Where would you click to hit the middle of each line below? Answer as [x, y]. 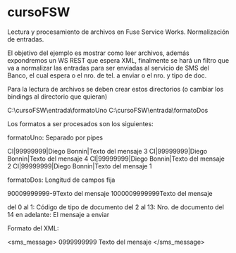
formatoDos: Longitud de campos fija [61, 180]
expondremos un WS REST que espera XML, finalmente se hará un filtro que [118, 60]
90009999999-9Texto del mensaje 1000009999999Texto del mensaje [110, 193]
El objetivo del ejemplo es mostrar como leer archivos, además [98, 53]
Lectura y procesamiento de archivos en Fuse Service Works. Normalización [118, 32]
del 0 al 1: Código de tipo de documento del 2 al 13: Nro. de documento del [116, 207]
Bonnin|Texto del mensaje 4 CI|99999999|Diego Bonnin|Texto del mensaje [116, 159]
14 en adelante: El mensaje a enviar [58, 214]
